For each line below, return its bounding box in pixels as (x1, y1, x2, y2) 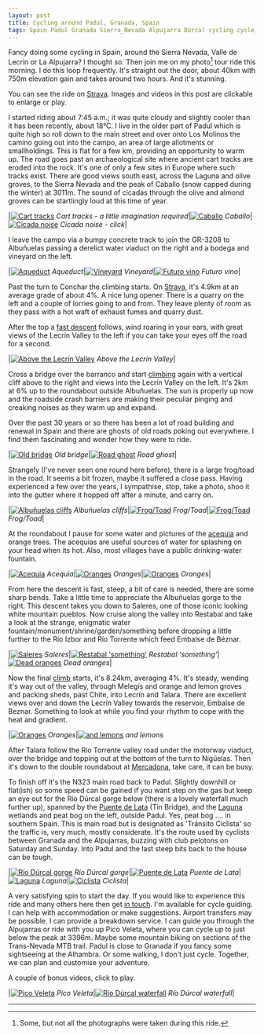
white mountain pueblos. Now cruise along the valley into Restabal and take (8, 609, 253, 619)
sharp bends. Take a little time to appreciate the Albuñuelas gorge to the (8, 593, 242, 602)
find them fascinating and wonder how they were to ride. (8, 435, 192, 444)
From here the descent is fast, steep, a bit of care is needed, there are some (8, 584, 255, 594)
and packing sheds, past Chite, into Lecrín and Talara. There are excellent (8, 690, 247, 700)
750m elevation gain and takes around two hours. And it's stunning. (8, 74, 227, 83)
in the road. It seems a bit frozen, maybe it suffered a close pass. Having (8, 474, 243, 483)
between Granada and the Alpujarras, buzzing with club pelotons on (8, 836, 229, 845)
